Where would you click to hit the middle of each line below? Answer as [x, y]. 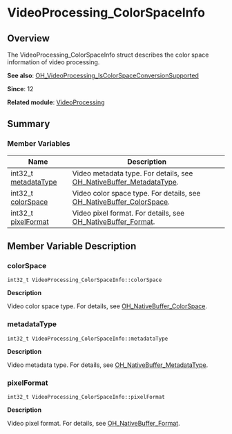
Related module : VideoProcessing [56, 102]
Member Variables [39, 144]
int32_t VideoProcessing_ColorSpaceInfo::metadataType [88, 339]
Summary [29, 124]
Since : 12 [20, 89]
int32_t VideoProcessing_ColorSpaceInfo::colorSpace [85, 280]
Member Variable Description [72, 246]
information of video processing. [54, 62]
